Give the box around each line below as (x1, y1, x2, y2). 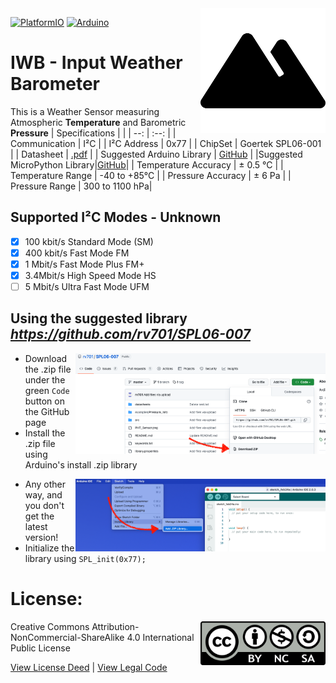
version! (24, 531, 59, 543)
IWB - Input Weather (10, 52, 183, 74)
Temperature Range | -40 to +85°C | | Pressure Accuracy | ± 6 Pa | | (10, 169, 292, 181)
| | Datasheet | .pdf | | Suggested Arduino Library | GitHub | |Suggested (10, 148, 303, 160)
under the (24, 373, 66, 386)
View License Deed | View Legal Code (10, 661, 168, 673)
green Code (24, 384, 70, 396)
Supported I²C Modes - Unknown (10, 209, 222, 226)
